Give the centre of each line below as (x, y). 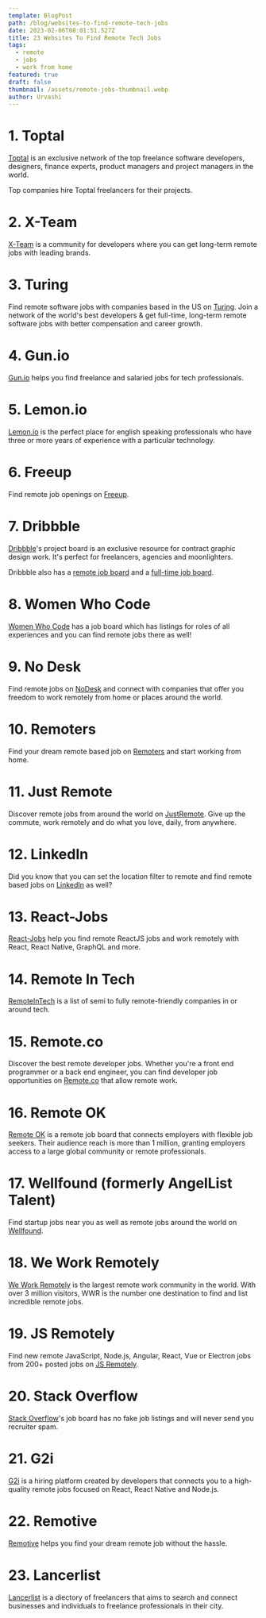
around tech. (29, 1010)
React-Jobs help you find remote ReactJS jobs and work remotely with (124, 938)
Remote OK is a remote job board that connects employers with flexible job (131, 1135)
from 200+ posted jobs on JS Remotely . (73, 1364)
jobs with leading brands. (50, 253)
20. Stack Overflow (73, 1396)
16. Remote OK (57, 1113)
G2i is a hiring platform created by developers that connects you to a (120, 1481)
